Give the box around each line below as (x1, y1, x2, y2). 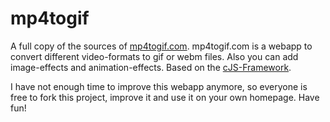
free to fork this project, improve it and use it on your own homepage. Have (10, 91, 320, 103)
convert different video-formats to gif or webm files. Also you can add (10, 50, 299, 62)
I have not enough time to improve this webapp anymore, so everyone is (10, 80, 308, 92)
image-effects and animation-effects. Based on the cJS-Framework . (10, 61, 292, 73)
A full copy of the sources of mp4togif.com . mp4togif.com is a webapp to (10, 40, 313, 52)
